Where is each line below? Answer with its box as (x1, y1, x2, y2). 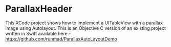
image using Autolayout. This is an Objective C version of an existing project (5, 25, 166, 31)
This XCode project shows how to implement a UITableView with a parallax (5, 20, 163, 26)
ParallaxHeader (5, 3, 73, 15)
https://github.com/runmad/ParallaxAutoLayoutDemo (5, 36, 117, 42)
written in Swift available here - (5, 30, 71, 36)
